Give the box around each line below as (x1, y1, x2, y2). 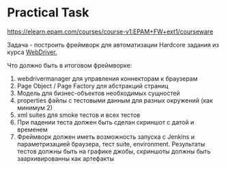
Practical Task (7, 5, 89, 21)
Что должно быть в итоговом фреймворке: (7, 61, 132, 69)
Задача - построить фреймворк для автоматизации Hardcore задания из (7, 40, 220, 49)
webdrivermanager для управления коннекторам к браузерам (16, 74, 198, 83)
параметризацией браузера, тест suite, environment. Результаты (16, 140, 206, 148)
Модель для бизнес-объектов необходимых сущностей (16, 89, 180, 97)
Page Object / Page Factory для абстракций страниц (16, 81, 169, 90)
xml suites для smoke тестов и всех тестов (16, 111, 141, 119)
